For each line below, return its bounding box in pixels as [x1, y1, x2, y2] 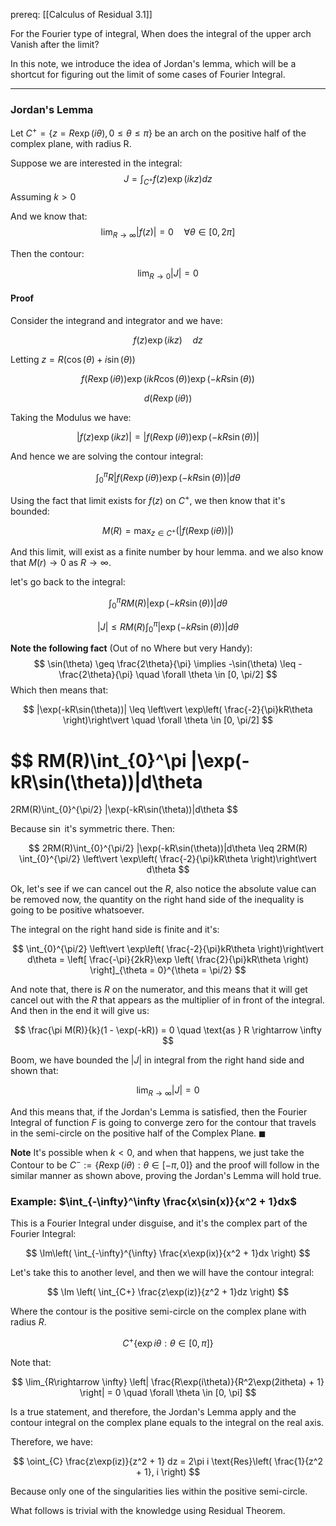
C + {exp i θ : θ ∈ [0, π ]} [122, 1335, 214, 1349]
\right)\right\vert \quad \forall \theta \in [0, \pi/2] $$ [62, 714, 274, 726]
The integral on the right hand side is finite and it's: [10, 924, 220, 936]
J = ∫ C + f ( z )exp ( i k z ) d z [123, 172, 213, 187]
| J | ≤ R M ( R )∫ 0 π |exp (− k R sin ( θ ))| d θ [97, 619, 239, 635]
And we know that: [10, 210, 88, 222]
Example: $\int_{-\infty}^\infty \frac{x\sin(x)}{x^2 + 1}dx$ [10, 1194, 298, 1208]
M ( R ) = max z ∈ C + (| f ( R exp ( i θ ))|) [101, 524, 235, 539]
